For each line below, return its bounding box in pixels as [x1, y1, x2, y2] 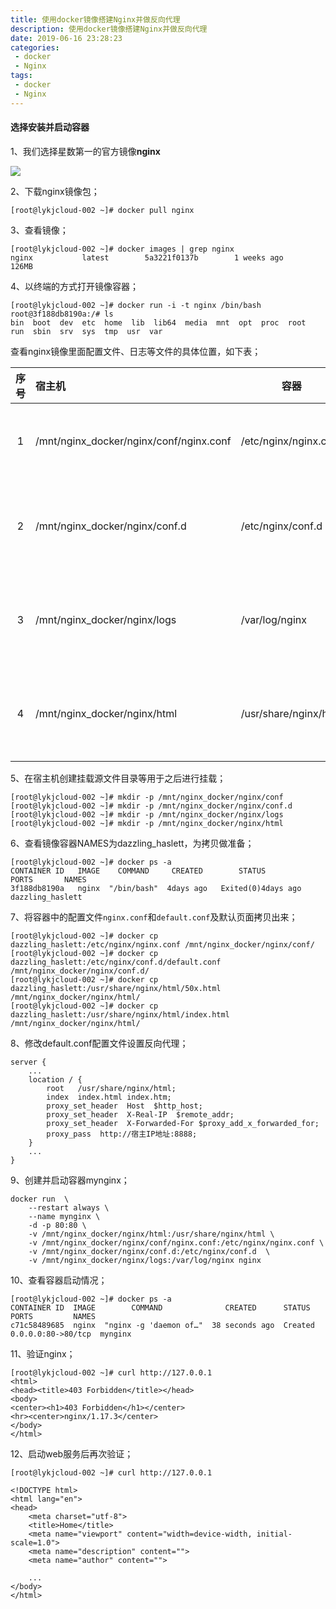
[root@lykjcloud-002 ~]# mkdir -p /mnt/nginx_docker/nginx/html [10, 818, 284, 828]
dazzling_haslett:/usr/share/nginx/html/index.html [10, 1009, 230, 1020]
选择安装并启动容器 [10, 121, 90, 133]
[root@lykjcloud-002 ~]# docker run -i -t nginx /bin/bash [10, 300, 262, 310]
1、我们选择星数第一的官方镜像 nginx [10, 145, 161, 157]
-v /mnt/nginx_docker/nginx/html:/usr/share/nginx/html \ [28, 1229, 275, 1239]
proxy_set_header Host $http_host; [46, 1101, 203, 1111]
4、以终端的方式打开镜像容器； [10, 280, 140, 292]
